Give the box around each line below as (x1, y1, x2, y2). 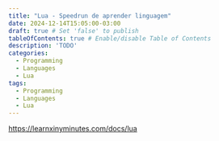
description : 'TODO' (8, 42, 78, 50)
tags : (8, 79, 27, 87)
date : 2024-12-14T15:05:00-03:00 (8, 19, 121, 27)
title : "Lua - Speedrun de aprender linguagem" (8, 11, 172, 20)
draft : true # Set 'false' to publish (8, 27, 139, 35)
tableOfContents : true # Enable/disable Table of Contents (8, 34, 212, 43)
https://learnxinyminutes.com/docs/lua (8, 124, 137, 134)
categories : (8, 49, 48, 57)
